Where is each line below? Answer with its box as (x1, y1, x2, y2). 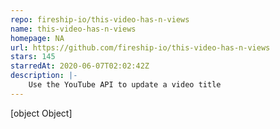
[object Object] (10, 107, 73, 119)
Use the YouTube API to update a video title (28, 80, 222, 90)
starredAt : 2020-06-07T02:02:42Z (10, 61, 150, 71)
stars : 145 (10, 52, 56, 62)
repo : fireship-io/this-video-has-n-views (10, 14, 190, 25)
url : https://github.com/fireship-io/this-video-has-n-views (10, 42, 271, 53)
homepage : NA (10, 33, 65, 43)
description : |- (10, 71, 78, 81)
